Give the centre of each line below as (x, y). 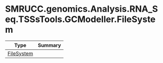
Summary (49, 45)
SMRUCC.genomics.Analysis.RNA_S (81, 9)
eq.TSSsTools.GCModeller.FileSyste (80, 19)
